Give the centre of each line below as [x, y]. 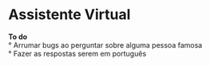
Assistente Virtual [69, 15]
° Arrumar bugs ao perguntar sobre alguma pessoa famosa [105, 45]
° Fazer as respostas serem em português [77, 53]
